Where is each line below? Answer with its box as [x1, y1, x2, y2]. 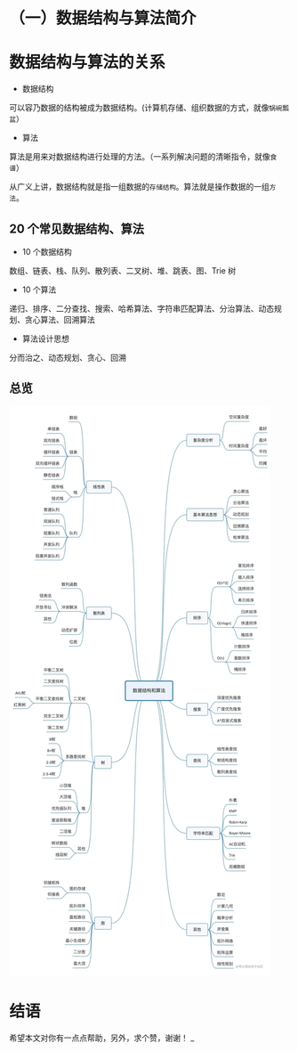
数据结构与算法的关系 [9, 53, 166, 72]
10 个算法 [21, 284, 57, 295]
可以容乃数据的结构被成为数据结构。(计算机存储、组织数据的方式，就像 [9, 102, 270, 113]
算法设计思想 [21, 333, 69, 344]
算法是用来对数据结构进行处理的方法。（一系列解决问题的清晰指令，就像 [9, 151, 270, 162]
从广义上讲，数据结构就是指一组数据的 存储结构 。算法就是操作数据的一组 [9, 182, 270, 192]
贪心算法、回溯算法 [24, 314, 95, 325]
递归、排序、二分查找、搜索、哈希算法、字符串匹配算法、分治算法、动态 [9, 303, 274, 314]
